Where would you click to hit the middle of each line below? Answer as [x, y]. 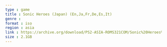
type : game [17, 10]
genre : [13, 19]
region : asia [20, 28]
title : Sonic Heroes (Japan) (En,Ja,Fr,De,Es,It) [59, 14]
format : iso [19, 23]
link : [12, 32]
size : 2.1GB [19, 37]
